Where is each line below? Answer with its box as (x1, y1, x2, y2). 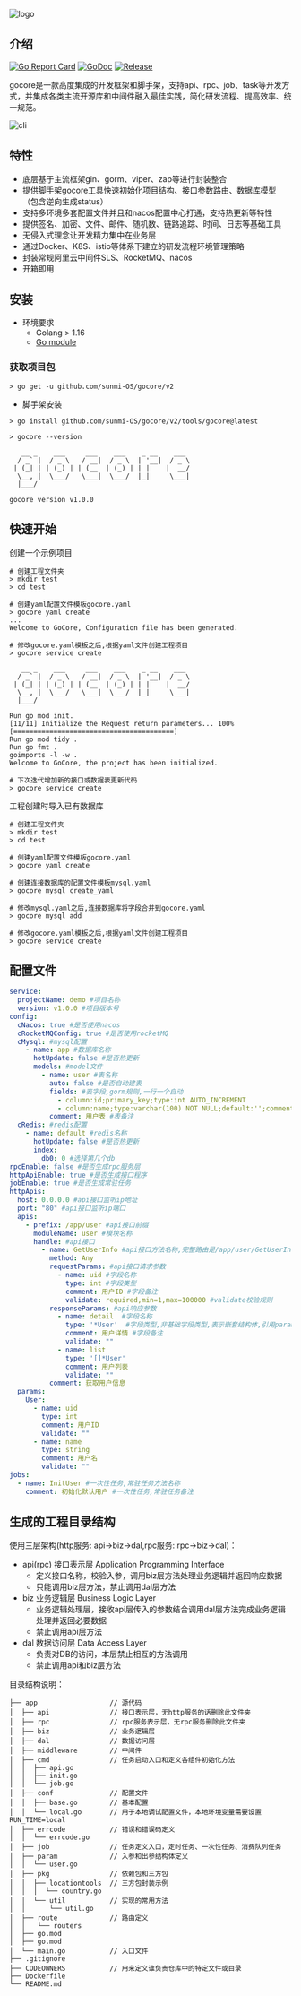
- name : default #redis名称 (25, 1129, 127, 1138)
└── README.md (9, 1979, 63, 1989)
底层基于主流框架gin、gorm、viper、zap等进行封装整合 (21, 173, 228, 184)
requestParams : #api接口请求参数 (48, 1262, 166, 1272)
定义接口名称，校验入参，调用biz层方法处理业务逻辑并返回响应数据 (35, 1569, 283, 1581)
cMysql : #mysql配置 (17, 1037, 88, 1046)
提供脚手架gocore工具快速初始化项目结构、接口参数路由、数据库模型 (21, 185, 277, 195)
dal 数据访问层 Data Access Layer (21, 1637, 148, 1648)
